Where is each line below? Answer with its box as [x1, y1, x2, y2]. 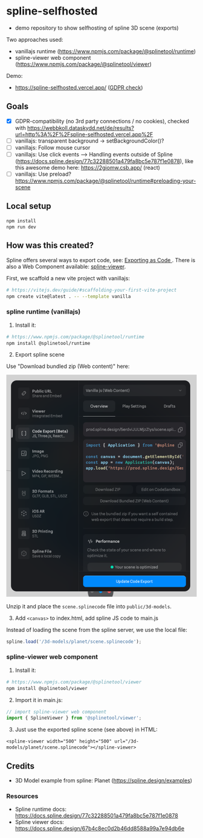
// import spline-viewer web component [6, 709, 107, 715]
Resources [6, 792, 39, 801]
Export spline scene [14, 351, 65, 358]
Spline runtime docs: [14, 805, 67, 813]
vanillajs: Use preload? [14, 170, 71, 178]
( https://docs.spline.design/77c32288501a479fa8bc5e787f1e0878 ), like [14, 158, 194, 164]
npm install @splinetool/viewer [6, 685, 88, 691]
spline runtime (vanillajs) [6, 308, 81, 316]
